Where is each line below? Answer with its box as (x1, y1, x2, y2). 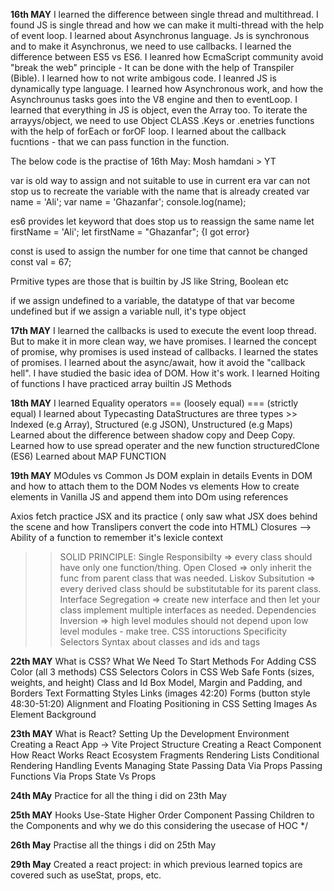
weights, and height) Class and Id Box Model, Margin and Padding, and (10, 677, 303, 688)
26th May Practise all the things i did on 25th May (10, 839, 217, 851)
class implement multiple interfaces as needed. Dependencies (59, 604, 317, 616)
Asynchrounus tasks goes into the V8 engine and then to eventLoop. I (10, 94, 298, 105)
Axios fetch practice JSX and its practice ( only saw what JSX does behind (10, 510, 318, 522)
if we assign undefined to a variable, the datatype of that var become (10, 295, 295, 306)
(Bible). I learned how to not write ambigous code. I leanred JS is (10, 72, 277, 84)
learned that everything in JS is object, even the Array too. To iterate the (10, 104, 308, 116)
